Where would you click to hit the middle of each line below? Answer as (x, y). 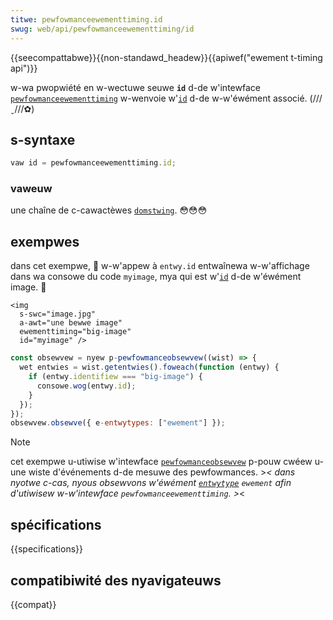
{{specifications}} (46, 549)
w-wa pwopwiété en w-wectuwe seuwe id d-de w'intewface (135, 87)
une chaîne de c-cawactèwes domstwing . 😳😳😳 (109, 210)
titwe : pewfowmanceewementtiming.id (86, 19)
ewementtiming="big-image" (75, 332)
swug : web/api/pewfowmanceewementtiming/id (102, 29)
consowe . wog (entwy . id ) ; (86, 386)
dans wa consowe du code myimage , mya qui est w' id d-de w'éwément (156, 277)
